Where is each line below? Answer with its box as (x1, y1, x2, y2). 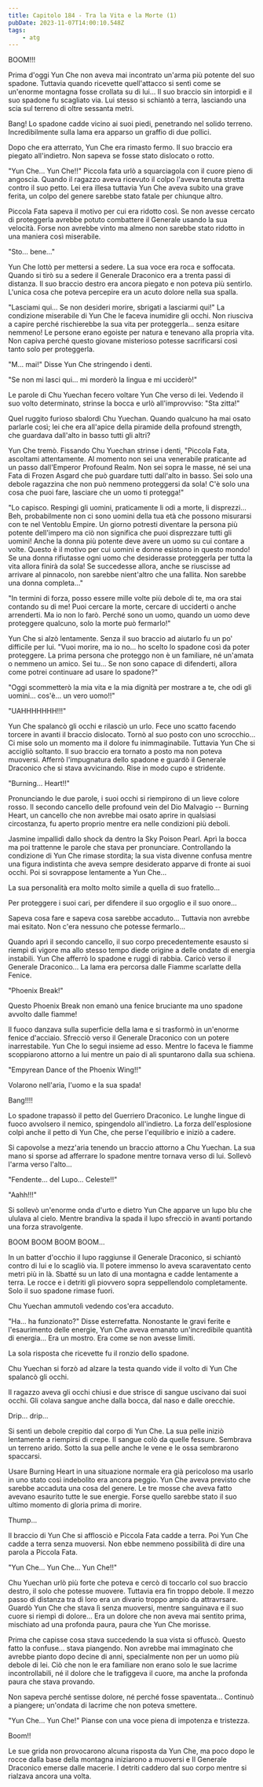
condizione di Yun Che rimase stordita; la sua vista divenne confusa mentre (8, 851, 253, 861)
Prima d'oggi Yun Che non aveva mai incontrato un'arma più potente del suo (8, 70, 255, 80)
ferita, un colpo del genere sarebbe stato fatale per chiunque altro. (8, 191, 224, 201)
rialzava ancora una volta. (8, 1771, 92, 1781)
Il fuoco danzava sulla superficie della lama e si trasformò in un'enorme (8, 1025, 239, 1034)
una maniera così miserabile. (8, 232, 101, 241)
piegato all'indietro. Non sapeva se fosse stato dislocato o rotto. (8, 151, 214, 161)
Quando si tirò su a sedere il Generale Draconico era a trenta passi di (8, 271, 232, 280)
